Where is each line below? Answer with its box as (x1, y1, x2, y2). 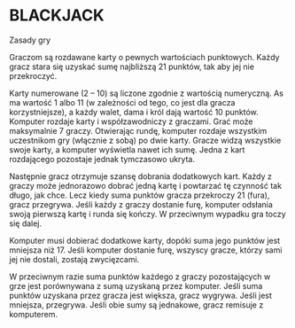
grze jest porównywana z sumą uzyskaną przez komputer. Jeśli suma (9, 280, 263, 291)
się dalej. (9, 218, 43, 229)
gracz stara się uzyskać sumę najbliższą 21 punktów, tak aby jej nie (9, 61, 255, 72)
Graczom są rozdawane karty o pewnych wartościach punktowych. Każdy (9, 51, 280, 62)
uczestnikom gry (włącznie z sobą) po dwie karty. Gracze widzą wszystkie (9, 135, 282, 145)
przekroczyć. (9, 70, 58, 81)
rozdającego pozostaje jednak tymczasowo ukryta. (9, 153, 195, 164)
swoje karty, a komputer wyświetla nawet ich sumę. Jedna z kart (9, 144, 245, 155)
